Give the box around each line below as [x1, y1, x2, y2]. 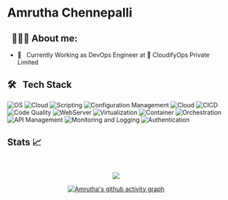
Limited [17, 58, 39, 66]
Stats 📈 [7, 136, 42, 148]
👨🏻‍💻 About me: [11, 33, 78, 44]
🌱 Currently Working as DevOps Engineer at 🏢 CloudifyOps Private [17, 51, 210, 59]
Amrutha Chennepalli [7, 5, 133, 21]
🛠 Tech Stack [7, 79, 73, 91]
